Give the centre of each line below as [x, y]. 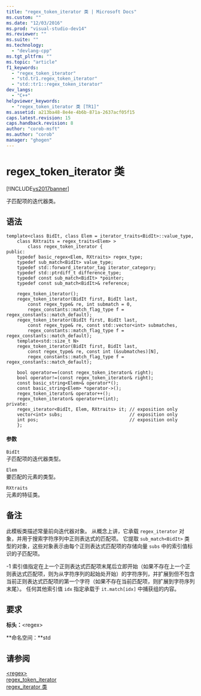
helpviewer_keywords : [33, 101]
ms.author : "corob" [31, 135]
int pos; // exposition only [98, 420]
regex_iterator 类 [27, 687]
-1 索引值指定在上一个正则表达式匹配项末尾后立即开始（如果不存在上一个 [96, 566]
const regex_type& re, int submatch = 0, [80, 304]
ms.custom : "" [24, 17]
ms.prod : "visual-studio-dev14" [46, 28]
